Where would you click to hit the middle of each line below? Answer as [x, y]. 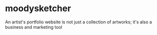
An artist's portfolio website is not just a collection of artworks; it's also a [78, 22]
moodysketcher [38, 9]
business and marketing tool [34, 27]
